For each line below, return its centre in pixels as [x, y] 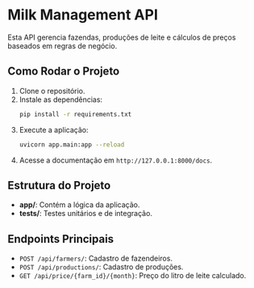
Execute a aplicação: [54, 129]
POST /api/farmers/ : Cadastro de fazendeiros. [96, 258]
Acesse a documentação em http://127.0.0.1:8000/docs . [116, 160]
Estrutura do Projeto [59, 185]
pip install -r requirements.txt [75, 114]
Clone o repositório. [52, 91]
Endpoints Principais [61, 239]
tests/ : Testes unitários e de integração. [85, 214]
